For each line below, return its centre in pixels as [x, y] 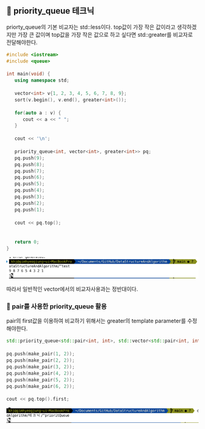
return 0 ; [27, 242]
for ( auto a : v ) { [38, 113]
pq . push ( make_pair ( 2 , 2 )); [41, 360]
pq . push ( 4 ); [30, 191]
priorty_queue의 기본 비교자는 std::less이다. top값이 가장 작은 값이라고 [91, 27]
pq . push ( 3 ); [30, 197]
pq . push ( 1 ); [30, 210]
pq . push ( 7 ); [30, 171]
